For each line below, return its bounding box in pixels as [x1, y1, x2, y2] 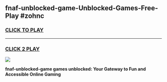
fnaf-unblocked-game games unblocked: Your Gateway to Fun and [5, 66, 146, 72]
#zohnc [20, 12, 45, 20]
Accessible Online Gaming [5, 71, 61, 77]
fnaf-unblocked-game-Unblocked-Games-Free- [5, 4, 158, 12]
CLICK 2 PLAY [5, 45, 40, 52]
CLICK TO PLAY [5, 27, 44, 34]
